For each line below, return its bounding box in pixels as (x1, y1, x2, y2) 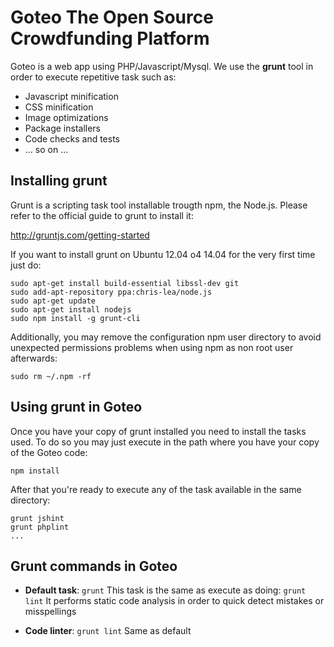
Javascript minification (24, 90, 119, 102)
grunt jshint (10, 513, 65, 523)
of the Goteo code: (10, 446, 88, 458)
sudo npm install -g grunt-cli (10, 313, 141, 323)
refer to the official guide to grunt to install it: (10, 209, 194, 221)
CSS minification (24, 101, 94, 113)
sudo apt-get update (10, 296, 97, 306)
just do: (10, 259, 42, 271)
